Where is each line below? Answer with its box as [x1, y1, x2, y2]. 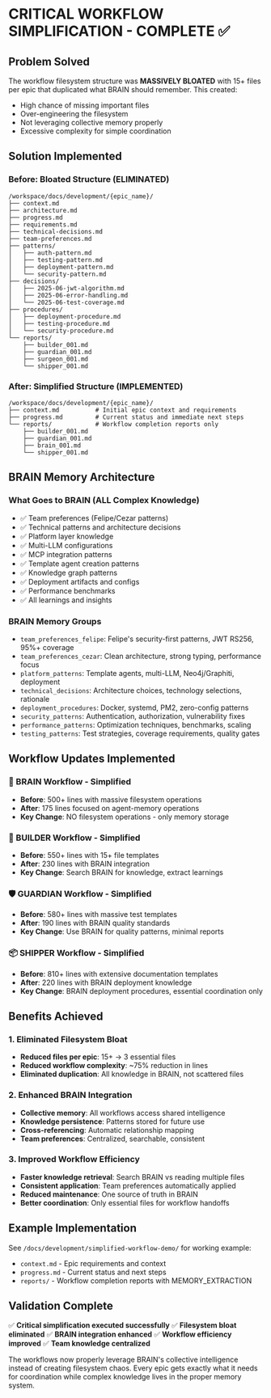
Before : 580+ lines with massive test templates [19, 910, 178, 919]
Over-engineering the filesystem [19, 109, 129, 118]
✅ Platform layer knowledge [19, 531, 114, 541]
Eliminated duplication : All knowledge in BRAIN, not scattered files [19, 1069, 244, 1079]
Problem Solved [8, 54, 91, 69]
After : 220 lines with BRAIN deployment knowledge [19, 978, 193, 987]
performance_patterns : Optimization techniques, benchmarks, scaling [19, 720, 252, 729]
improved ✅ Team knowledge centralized [8, 1339, 151, 1349]
